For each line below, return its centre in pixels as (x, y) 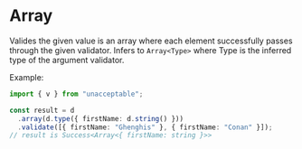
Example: (27, 77)
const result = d (42, 110)
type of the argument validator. (67, 60)
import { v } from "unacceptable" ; (76, 94)
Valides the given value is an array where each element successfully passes (151, 41)
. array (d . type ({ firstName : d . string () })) (100, 118)
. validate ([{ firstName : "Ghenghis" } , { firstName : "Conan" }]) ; (145, 127)
